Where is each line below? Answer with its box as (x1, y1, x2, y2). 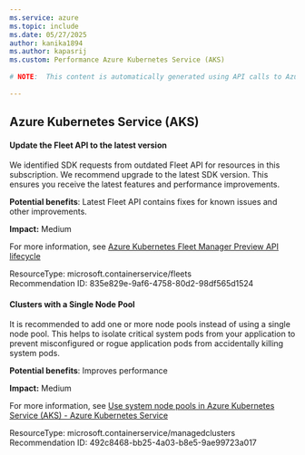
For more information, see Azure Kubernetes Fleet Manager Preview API (9, 241, 280, 252)
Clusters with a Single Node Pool (9, 298, 135, 309)
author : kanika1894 (9, 38, 84, 48)
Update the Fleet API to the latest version (9, 140, 168, 150)
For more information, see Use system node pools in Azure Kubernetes (9, 401, 275, 411)
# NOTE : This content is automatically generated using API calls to (9, 73, 282, 82)
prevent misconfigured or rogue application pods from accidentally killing (9, 338, 284, 349)
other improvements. (9, 206, 88, 218)
